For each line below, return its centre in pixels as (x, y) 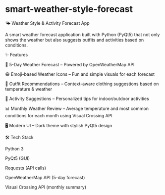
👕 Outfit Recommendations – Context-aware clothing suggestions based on (82, 84)
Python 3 (14, 148)
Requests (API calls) (26, 168)
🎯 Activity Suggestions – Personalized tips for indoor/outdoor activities (77, 98)
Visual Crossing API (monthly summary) (46, 187)
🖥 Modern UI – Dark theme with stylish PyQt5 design (59, 125)
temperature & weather (29, 89)
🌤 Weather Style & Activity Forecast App (48, 23)
